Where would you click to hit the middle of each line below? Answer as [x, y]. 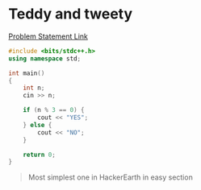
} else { [38, 125]
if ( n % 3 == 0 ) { [54, 110]
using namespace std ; [45, 58]
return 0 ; [40, 155]
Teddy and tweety [71, 14]
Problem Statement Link [48, 36]
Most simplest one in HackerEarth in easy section [111, 177]
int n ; [34, 88]
